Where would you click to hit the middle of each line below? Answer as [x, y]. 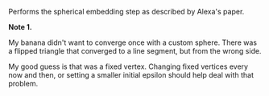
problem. [23, 84]
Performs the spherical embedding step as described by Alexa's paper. [126, 12]
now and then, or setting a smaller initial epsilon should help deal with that [131, 75]
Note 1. [20, 27]
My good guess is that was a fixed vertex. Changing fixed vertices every [128, 66]
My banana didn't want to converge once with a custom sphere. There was [133, 42]
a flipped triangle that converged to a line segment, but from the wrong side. [135, 51]
